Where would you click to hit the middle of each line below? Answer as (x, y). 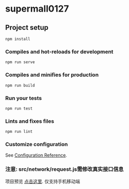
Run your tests (24, 98)
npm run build (20, 85)
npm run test (19, 108)
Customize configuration (37, 145)
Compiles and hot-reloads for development (59, 52)
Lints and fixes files (30, 121)
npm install (18, 39)
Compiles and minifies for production (52, 75)
